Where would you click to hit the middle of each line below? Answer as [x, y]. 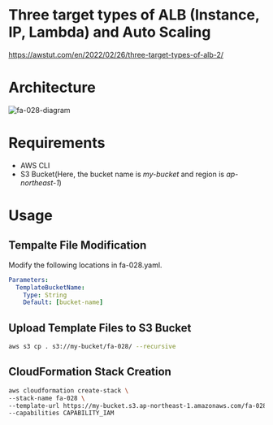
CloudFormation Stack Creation [90, 372]
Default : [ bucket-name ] [63, 302]
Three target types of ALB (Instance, [134, 15]
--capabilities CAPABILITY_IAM [61, 413]
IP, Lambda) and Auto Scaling [110, 32]
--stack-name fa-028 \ [47, 398]
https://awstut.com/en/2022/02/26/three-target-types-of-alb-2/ [116, 54]
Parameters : [28, 280]
